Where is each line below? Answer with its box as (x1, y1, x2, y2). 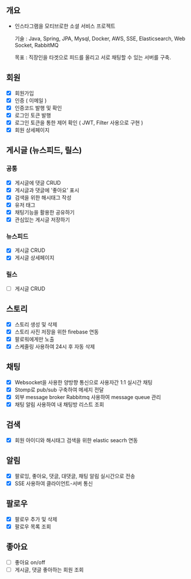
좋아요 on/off (14, 558, 46, 565)
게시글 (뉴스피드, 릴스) (6, 145, 82, 155)
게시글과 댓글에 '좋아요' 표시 (14, 187, 79, 194)
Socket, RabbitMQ (14, 41, 59, 48)
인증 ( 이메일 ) (14, 97, 47, 104)
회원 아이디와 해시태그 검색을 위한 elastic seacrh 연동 (14, 436, 138, 444)
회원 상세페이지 (14, 126, 50, 133)
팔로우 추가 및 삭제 (14, 515, 58, 522)
